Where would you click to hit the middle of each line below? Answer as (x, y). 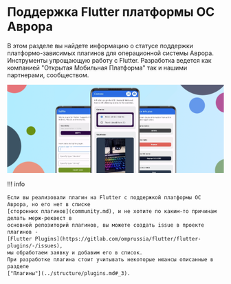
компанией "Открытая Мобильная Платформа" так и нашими (97, 68)
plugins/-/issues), (35, 245)
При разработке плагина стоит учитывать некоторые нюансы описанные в (110, 259)
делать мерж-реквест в (40, 218)
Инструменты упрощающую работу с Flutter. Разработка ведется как (109, 60)
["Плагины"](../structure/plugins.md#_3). (69, 273)
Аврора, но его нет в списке (49, 204)
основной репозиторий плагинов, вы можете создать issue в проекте (106, 225)
